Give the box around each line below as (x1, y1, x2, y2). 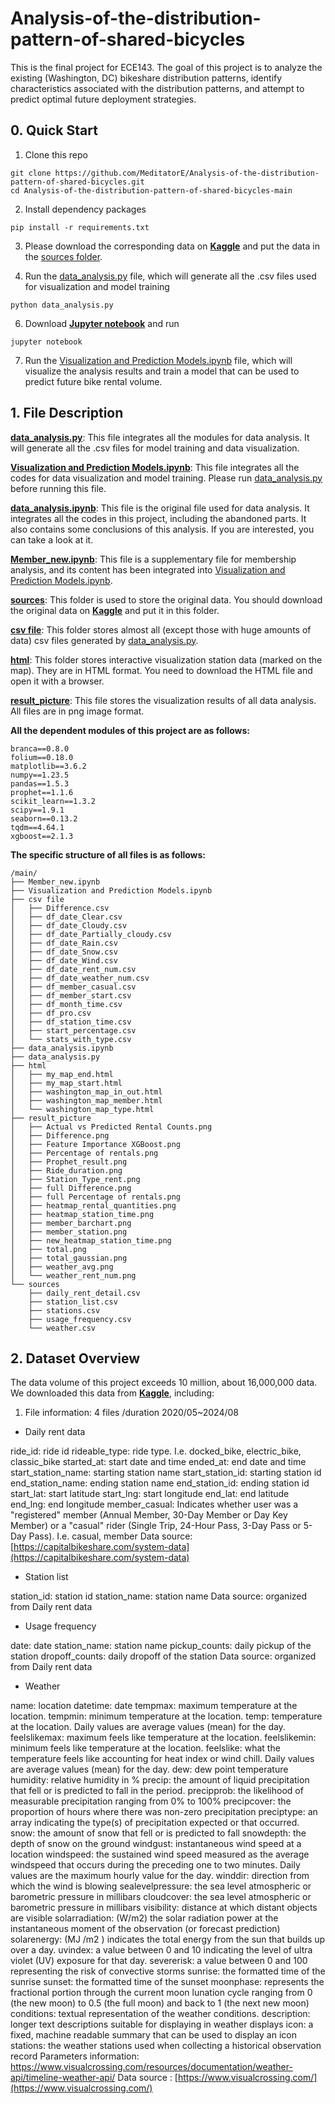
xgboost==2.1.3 (10, 831, 74, 841)
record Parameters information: (10, 2050, 140, 2062)
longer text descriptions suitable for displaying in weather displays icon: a (10, 2018, 314, 2031)
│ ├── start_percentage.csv (10, 1025, 137, 1036)
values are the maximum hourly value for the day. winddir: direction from (10, 1870, 310, 1882)
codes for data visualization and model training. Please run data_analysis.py (10, 472, 323, 484)
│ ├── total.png (10, 1244, 87, 1254)
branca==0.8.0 (10, 743, 70, 754)
